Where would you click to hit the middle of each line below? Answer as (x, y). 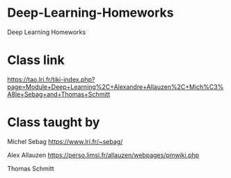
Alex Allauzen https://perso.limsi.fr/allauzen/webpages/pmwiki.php (103, 155)
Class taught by (54, 122)
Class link (36, 60)
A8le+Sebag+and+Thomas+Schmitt (59, 94)
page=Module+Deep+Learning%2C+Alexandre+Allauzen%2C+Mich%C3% (115, 87)
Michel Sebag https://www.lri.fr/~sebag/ (65, 141)
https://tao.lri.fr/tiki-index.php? (51, 79)
